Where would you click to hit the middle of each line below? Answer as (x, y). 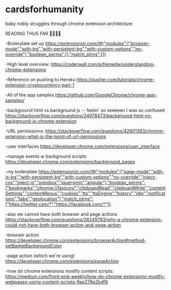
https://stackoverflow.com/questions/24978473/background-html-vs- (79, 116)
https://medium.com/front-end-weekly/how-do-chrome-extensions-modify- (85, 276)
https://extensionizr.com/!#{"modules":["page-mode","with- (101, 171)
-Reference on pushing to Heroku (40, 79)
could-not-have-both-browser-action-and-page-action (63, 225)
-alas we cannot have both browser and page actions (61, 214)
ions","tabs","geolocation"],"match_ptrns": (49, 198)
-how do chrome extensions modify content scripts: (60, 271)
